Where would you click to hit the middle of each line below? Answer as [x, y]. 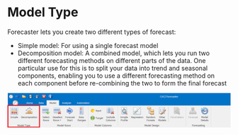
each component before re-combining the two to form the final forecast [122, 83]
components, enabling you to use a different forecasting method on [116, 76]
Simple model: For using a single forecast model [88, 45]
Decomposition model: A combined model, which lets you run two [114, 53]
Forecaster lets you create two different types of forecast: [92, 32]
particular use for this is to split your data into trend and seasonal [112, 68]
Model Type [43, 12]
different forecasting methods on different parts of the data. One [112, 60]
